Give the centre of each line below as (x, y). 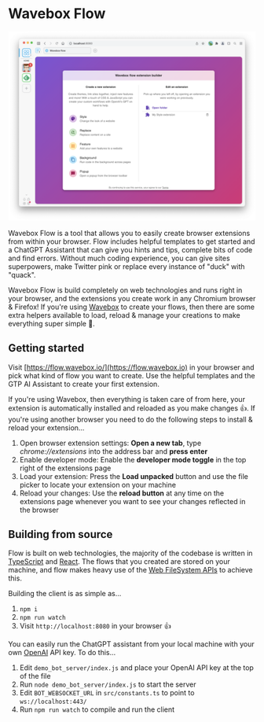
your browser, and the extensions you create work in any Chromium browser (132, 298)
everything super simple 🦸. (52, 323)
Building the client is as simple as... (65, 594)
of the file (35, 676)
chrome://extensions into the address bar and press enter (114, 451)
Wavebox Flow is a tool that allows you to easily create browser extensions (129, 233)
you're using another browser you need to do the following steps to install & (130, 419)
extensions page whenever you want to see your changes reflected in (132, 501)
